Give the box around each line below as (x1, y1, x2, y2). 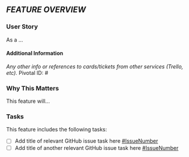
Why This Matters (6, 84, 60, 92)
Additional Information (6, 50, 64, 57)
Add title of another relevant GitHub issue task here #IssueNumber (14, 144, 179, 151)
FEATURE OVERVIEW (6, 5, 86, 15)
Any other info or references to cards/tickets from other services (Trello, (6, 62, 184, 70)
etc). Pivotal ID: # (6, 69, 49, 76)
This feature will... (6, 98, 50, 105)
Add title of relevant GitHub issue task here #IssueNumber (14, 137, 159, 145)
